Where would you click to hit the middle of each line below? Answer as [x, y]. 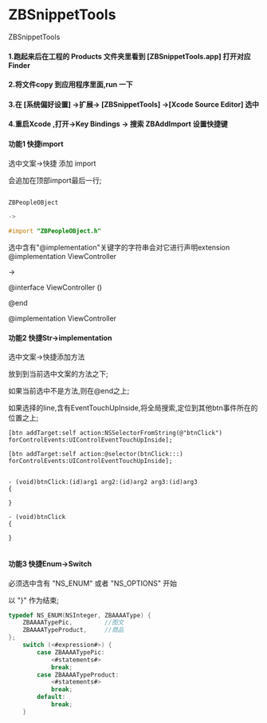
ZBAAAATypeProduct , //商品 [73, 630]
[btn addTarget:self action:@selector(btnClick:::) [96, 454]
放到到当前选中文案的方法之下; [59, 374]
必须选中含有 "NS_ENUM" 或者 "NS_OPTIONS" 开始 [93, 583]
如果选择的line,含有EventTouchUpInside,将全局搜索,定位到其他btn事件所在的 [133, 408]
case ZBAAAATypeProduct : [78, 675]
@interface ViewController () [55, 288]
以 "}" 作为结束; [34, 600]
